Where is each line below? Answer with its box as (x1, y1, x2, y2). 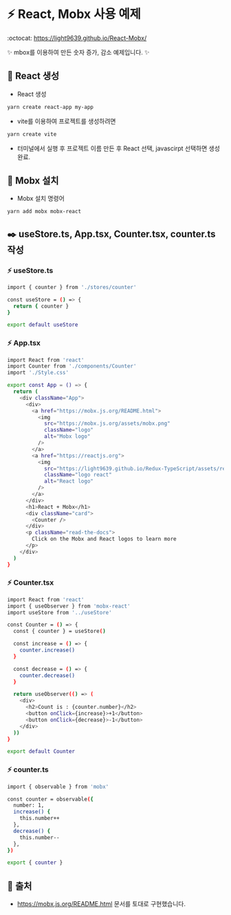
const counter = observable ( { (7, 796, 94, 803)
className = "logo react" (43, 472, 112, 479)
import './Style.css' (7, 370, 69, 376)
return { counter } (13, 303, 69, 310)
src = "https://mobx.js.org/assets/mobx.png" (43, 420, 170, 428)
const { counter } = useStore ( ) (13, 628, 107, 635)
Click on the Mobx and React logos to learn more (32, 536, 177, 543)
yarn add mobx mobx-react (7, 208, 81, 215)
